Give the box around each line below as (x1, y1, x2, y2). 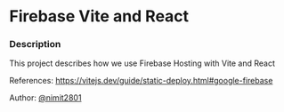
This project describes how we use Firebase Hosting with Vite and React (9, 58, 276, 68)
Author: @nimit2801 (9, 92, 82, 103)
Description (9, 38, 61, 51)
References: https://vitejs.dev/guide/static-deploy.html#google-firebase (9, 76, 273, 86)
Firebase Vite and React (9, 6, 190, 27)
